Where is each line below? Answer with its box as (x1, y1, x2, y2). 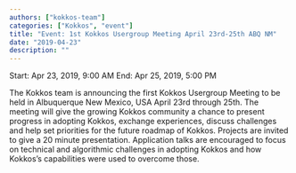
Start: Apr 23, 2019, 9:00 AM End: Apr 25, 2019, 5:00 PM (9, 70, 217, 81)
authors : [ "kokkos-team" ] (9, 12, 105, 22)
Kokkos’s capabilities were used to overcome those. (9, 153, 200, 164)
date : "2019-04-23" (9, 37, 82, 47)
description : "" (9, 46, 70, 55)
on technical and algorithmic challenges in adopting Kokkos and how (9, 144, 262, 155)
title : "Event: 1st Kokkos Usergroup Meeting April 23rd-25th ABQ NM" (9, 29, 277, 38)
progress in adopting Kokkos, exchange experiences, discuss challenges (9, 116, 277, 127)
